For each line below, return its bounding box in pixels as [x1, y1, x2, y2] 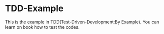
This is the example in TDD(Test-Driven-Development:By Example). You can [5, 19, 159, 25]
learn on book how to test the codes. [5, 24, 80, 30]
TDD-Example [5, 3, 64, 14]
